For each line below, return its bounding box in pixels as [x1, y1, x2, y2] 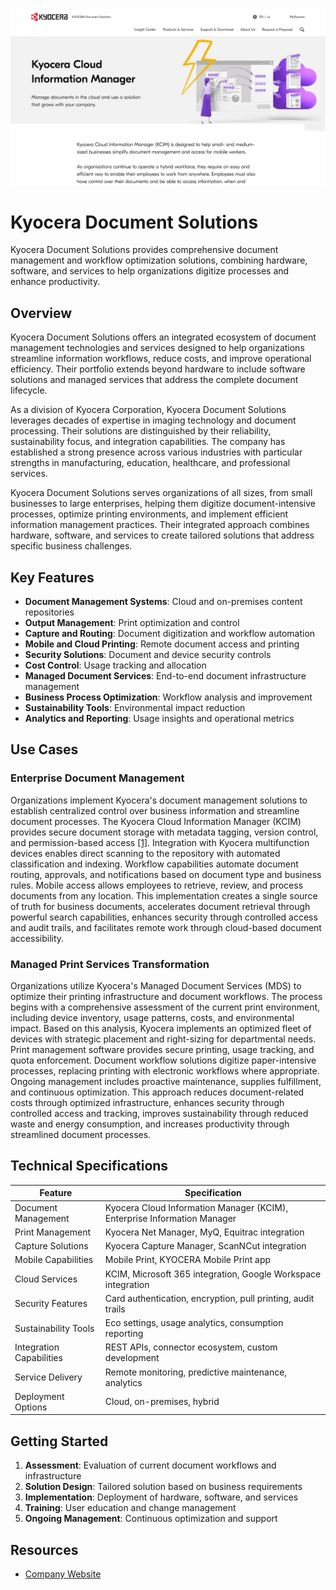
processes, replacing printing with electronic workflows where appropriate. [10, 1065, 320, 1077]
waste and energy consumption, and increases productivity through [10, 1118, 290, 1130]
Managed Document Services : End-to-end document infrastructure [24, 670, 307, 682]
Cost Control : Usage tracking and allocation [24, 659, 207, 672]
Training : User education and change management [24, 1502, 237, 1514]
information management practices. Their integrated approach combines [10, 519, 310, 531]
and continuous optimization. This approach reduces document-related [10, 1086, 305, 1098]
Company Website [24, 1568, 102, 1580]
